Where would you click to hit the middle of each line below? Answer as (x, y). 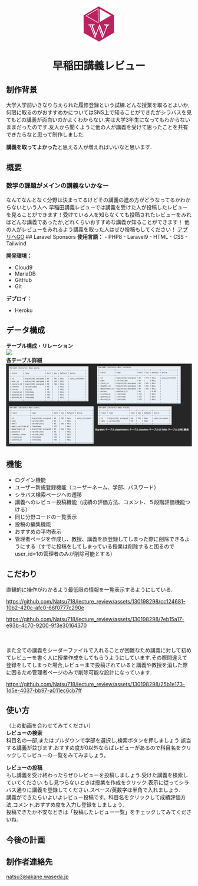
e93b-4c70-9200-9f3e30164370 (47, 625)
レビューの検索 (24, 733)
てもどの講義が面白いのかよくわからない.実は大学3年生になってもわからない (98, 120)
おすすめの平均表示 (38, 531)
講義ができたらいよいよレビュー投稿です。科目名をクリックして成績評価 (93, 797)
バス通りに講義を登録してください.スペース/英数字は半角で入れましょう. (93, 790)
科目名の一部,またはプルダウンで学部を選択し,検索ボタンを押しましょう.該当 (99, 741)
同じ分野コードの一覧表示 (46, 517)
